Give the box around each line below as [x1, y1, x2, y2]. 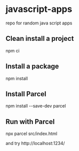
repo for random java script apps [5, 20, 73, 26]
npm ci [5, 47, 20, 53]
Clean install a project [5, 34, 74, 43]
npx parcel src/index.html [5, 131, 57, 137]
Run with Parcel [5, 117, 55, 126]
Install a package [5, 62, 59, 71]
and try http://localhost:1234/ [5, 141, 65, 147]
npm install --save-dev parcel [5, 103, 66, 109]
